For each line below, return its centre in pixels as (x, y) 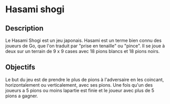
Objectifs (20, 67)
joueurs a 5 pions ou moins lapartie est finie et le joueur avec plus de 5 (80, 90)
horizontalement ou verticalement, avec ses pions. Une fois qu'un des (79, 85)
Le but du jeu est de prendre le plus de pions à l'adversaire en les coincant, (85, 80)
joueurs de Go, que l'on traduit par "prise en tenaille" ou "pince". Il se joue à (85, 46)
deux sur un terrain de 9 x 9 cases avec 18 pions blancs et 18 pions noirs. (82, 51)
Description (24, 28)
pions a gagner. (22, 96)
